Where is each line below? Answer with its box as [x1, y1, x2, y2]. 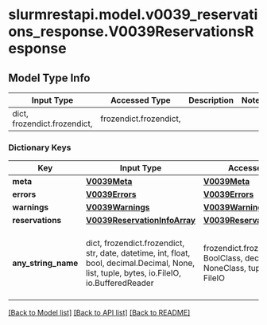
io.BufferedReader [86, 277, 154, 288]
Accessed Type [110, 95, 171, 105]
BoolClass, [203, 253, 243, 264]
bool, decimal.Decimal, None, [86, 257, 195, 268]
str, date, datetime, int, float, [86, 248, 191, 259]
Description [188, 95, 234, 105]
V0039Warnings [86, 202, 150, 213]
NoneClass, [203, 263, 246, 274]
